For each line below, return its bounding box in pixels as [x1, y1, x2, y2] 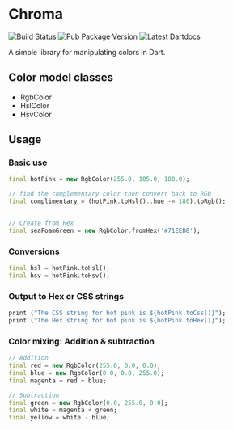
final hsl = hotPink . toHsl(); [8, 264, 111, 272]
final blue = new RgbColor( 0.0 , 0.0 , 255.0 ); [8, 369, 164, 377]
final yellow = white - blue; [8, 414, 111, 422]
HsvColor [19, 109, 53, 119]
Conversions [8, 246, 60, 257]
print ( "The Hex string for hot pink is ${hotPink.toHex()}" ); [8, 317, 227, 325]
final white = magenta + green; [8, 406, 117, 415]
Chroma [8, 5, 63, 23]
